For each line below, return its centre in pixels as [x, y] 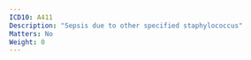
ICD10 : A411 [31, 17]
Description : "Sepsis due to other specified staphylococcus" [126, 26]
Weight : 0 [27, 42]
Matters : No [31, 34]
